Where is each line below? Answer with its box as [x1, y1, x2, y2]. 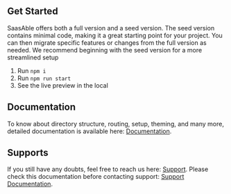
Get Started [7, 6, 58, 17]
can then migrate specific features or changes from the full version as [7, 38, 207, 47]
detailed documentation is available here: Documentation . [7, 127, 172, 135]
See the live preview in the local [17, 81, 109, 89]
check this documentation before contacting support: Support [7, 173, 185, 181]
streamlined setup [7, 53, 59, 61]
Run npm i [17, 66, 46, 75]
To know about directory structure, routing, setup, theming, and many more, [7, 119, 224, 128]
